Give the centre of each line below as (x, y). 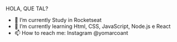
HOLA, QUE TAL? (27, 9)
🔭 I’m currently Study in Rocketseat (58, 20)
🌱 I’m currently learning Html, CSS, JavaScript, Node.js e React (92, 26)
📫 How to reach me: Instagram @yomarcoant (71, 33)
